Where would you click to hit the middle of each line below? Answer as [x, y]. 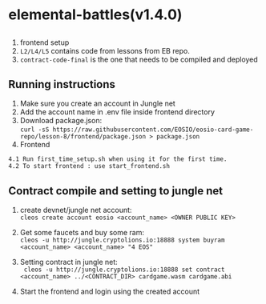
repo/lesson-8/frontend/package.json [83, 137]
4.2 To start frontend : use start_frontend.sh [89, 166]
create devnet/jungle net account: [76, 210]
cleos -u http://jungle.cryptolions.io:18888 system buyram [122, 240]
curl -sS [34, 130]
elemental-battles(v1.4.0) [95, 15]
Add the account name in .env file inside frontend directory [117, 112]
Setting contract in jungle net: [69, 262]
